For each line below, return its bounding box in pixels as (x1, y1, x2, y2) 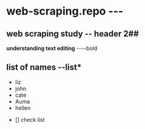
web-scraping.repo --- (6, 4, 124, 18)
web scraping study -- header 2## (6, 29, 140, 39)
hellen (15, 104, 31, 111)
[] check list (15, 116, 45, 123)
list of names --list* (6, 62, 82, 72)
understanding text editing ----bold (6, 44, 98, 52)
